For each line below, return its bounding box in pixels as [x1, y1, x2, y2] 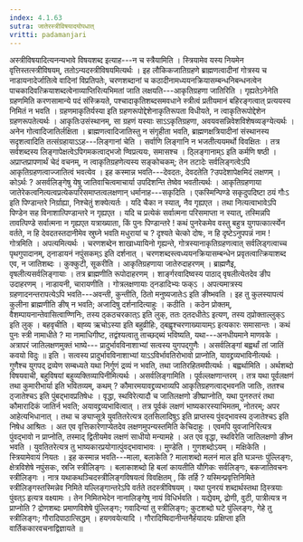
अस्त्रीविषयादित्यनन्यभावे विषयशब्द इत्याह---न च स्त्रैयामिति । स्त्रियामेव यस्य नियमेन [9, 55, 244, 66]
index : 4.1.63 [9, 13, 63, 23]
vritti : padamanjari [9, 30, 88, 39]
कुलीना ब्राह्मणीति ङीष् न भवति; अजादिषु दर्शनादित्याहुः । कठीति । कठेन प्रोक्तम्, [9, 300, 232, 310]
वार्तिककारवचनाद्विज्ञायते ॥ [9, 523, 83, 534]
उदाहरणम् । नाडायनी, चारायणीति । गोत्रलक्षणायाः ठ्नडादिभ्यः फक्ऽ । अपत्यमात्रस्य [9, 279, 242, 290]
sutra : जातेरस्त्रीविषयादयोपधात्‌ [9, 22, 95, 31]
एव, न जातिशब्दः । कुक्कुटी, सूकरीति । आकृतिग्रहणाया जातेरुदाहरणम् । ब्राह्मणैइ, [9, 259, 237, 270]
